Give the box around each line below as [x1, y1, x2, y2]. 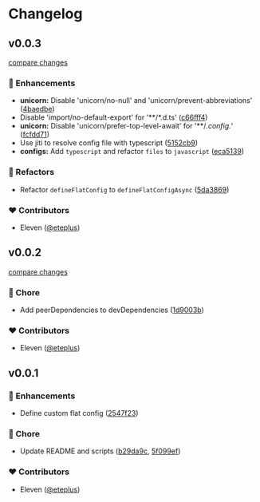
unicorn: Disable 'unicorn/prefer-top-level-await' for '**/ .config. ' [19, 121, 234, 131]
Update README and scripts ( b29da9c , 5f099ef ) [19, 446, 181, 456]
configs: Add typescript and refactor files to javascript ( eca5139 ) [19, 147, 245, 156]
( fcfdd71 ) [19, 129, 50, 140]
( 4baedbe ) [19, 105, 55, 114]
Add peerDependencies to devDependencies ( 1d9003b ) [19, 305, 205, 314]
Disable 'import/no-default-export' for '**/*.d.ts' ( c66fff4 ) [19, 113, 208, 122]
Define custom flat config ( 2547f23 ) [19, 408, 139, 417]
